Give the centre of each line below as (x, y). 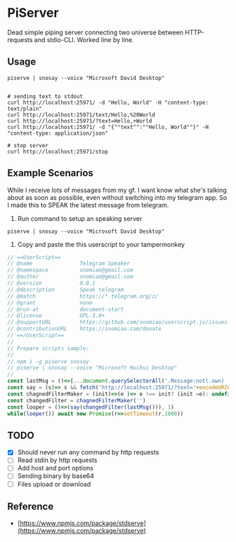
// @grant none (50, 303)
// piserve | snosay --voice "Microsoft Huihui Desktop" (92, 368)
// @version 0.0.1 (52, 283)
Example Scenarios (50, 173)
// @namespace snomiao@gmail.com (70, 270)
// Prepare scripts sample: (48, 348)
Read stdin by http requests (57, 460)
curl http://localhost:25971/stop (58, 151)
